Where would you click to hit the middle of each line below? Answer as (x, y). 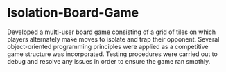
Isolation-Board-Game (73, 13)
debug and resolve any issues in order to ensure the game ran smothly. (109, 61)
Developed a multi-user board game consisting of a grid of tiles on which (112, 32)
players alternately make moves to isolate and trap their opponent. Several (113, 39)
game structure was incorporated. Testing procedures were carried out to (113, 54)
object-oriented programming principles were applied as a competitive (108, 46)
